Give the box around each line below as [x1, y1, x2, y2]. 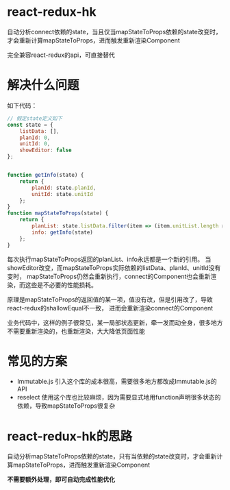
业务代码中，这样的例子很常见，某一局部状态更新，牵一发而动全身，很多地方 [7, 318, 223, 326]
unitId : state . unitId [31, 191, 94, 197]
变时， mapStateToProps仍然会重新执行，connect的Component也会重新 [7, 272, 211, 280]
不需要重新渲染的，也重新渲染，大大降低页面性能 [7, 327, 145, 335]
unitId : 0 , [19, 140, 51, 147]
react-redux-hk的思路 [7, 428, 133, 444]
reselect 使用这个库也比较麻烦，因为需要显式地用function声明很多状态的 [16, 393, 221, 402]
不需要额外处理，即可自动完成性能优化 [7, 476, 115, 484]
